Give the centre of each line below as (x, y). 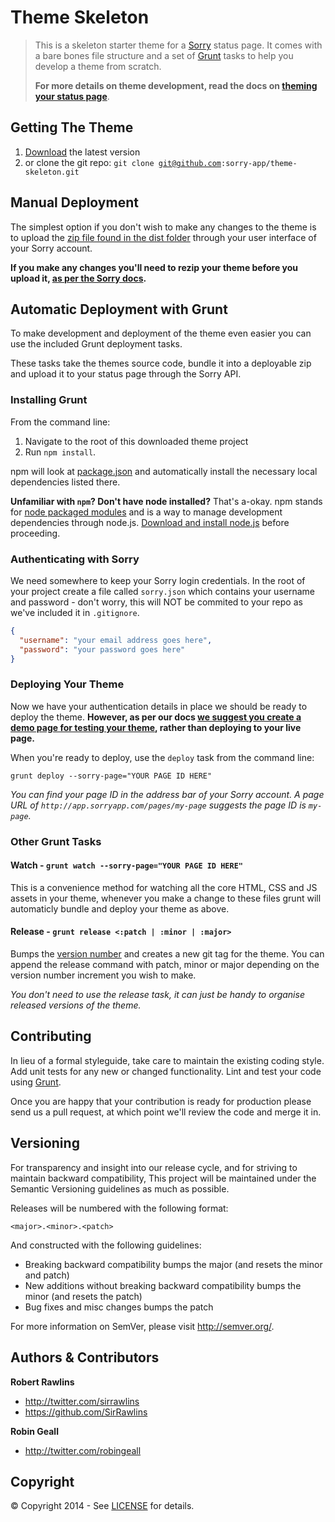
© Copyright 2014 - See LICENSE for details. (102, 1506)
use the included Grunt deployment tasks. (96, 344)
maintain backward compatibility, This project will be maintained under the (163, 1178)
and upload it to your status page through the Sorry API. (126, 374)
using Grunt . (36, 1082)
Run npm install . (60, 452)
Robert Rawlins (42, 1382)
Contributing (51, 1036)
